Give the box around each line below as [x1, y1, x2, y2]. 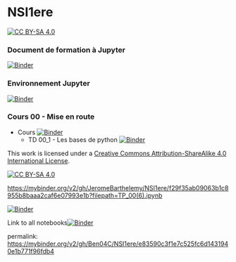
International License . [7, 156, 70, 165]
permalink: [7, 232, 39, 240]
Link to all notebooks [7, 218, 68, 227]
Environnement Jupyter [7, 79, 90, 89]
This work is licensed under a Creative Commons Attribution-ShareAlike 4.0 [7, 149, 227, 157]
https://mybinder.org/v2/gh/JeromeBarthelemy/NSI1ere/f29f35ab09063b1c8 [7, 183, 229, 192]
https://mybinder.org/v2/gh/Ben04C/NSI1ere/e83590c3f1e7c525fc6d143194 [7, 240, 229, 248]
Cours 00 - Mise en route [7, 112, 95, 122]
